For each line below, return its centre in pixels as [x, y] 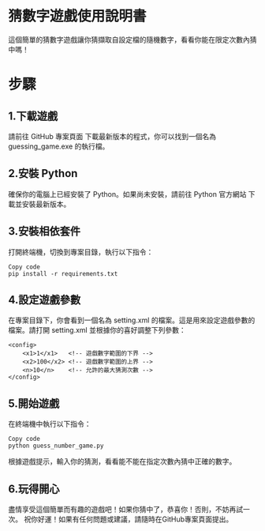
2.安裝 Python [43, 173]
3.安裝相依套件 [45, 231]
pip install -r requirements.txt [63, 273]
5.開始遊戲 [34, 403]
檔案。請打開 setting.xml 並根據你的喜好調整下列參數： [97, 330]
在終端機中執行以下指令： [50, 424]
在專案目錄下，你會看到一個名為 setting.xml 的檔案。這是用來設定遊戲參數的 [132, 320]
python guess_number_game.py [56, 446]
